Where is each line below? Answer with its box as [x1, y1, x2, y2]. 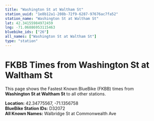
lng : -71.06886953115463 [5, 25, 55, 30]
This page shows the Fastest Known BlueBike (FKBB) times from [5, 86, 134, 91]
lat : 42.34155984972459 [5, 20, 53, 26]
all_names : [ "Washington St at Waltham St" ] [5, 34, 97, 39]
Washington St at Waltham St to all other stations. [5, 91, 106, 97]
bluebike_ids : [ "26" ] [5, 30, 49, 34]
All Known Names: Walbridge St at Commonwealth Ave [5, 110, 117, 116]
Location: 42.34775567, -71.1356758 [5, 100, 79, 106]
